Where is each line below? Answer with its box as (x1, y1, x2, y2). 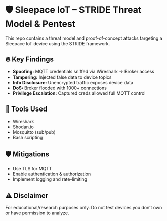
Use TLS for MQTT (12, 166, 52, 172)
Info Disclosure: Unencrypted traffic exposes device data (12, 79, 133, 85)
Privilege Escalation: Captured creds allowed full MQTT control (12, 90, 146, 96)
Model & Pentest (5, 18, 76, 30)
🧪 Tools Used (5, 105, 48, 114)
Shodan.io (12, 124, 34, 130)
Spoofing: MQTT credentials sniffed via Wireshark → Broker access (12, 68, 154, 75)
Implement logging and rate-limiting (12, 176, 88, 182)
